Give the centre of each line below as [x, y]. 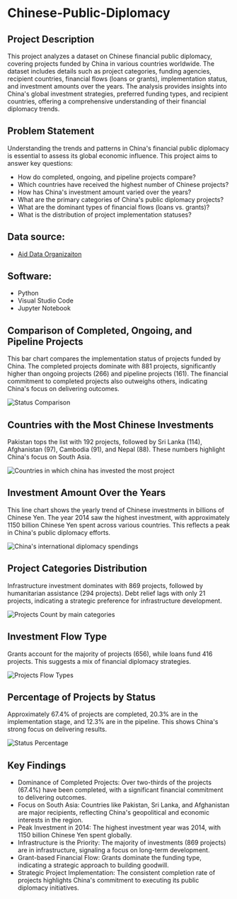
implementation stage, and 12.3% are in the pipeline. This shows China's [113, 722]
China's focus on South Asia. [50, 457]
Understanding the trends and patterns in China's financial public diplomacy [118, 148]
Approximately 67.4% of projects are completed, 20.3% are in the [103, 714]
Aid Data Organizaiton [50, 254]
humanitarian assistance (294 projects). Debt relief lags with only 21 [106, 593]
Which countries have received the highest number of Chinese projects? [123, 184]
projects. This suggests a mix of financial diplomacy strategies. [99, 661]
